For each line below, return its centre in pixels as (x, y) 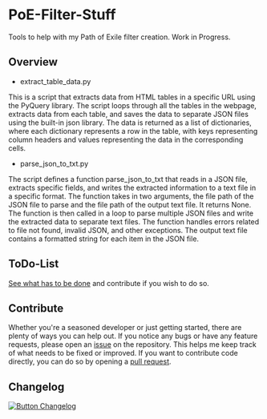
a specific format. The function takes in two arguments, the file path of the (131, 196)
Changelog (36, 387)
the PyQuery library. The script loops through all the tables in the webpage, (132, 105)
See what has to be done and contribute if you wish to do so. (109, 283)
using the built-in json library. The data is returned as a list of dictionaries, (130, 123)
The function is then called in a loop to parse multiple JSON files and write (131, 213)
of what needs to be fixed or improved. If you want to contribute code (123, 353)
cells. (17, 148)
